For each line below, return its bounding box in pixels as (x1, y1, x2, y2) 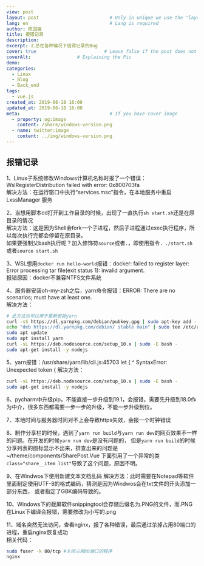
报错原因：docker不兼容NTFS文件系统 (6, 274, 102, 281)
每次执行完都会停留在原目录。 (11, 231, 86, 239)
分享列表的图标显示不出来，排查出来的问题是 (6, 444, 118, 451)
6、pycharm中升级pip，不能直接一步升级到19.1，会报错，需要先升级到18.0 (6, 395, 191, 403)
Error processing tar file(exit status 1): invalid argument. (6, 267, 145, 274)
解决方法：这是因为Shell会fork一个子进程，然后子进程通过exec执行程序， (6, 224, 189, 231)
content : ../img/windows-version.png (17, 133, 113, 140)
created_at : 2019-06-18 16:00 (6, 99, 83, 105)
